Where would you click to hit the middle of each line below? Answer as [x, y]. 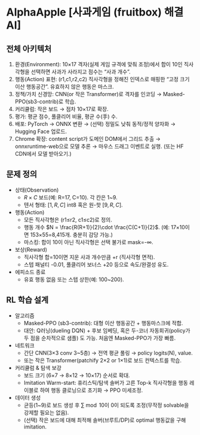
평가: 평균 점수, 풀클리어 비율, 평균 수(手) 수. [66, 116]
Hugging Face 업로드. [41, 131]
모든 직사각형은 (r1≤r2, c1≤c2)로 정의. [68, 220]
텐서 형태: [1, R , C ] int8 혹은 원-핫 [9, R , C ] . [73, 205]
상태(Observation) [37, 190]
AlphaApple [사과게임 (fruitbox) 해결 [95, 12]
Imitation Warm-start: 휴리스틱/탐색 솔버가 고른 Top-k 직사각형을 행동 [106, 382]
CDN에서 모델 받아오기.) [43, 154]
